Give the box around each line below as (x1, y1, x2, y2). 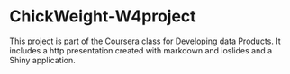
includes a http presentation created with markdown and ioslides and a (9, 45, 273, 55)
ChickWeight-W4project (9, 6, 196, 27)
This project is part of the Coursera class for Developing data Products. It (9, 36, 281, 46)
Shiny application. (9, 54, 76, 65)
